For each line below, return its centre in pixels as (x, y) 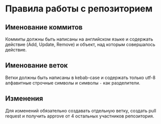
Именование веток (37, 65)
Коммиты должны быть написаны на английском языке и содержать (79, 39)
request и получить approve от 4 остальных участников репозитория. (80, 116)
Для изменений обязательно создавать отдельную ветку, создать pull (81, 110)
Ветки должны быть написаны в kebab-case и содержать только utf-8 (80, 77)
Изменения (24, 99)
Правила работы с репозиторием (79, 9)
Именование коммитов (44, 27)
